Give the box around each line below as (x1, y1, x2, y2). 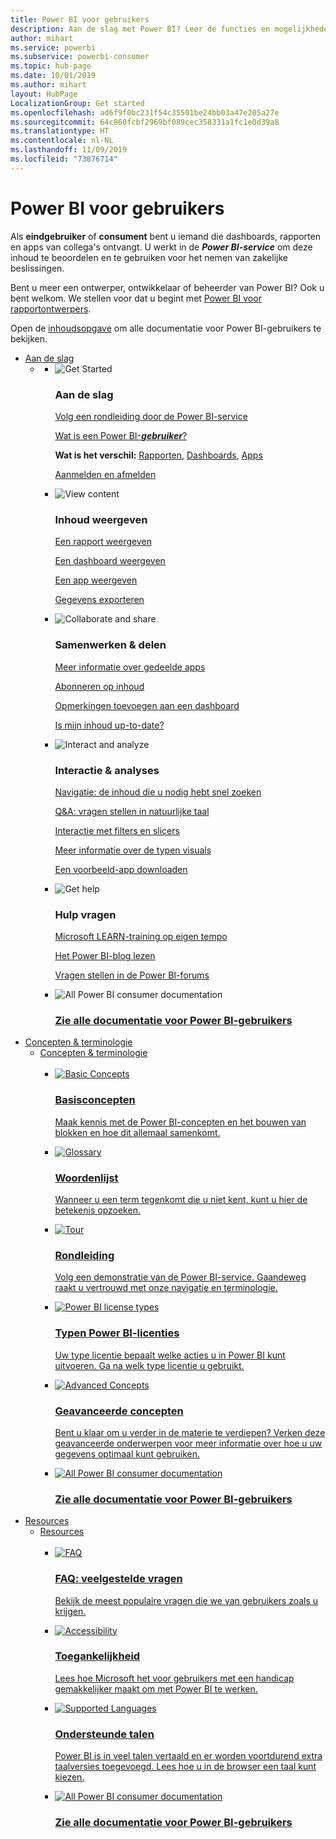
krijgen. (54, 1605, 87, 1617)
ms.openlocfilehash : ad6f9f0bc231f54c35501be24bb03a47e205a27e (10, 107, 280, 118)
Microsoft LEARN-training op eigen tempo (54, 931, 228, 943)
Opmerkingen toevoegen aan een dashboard (54, 699, 240, 711)
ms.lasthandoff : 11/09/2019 (10, 145, 128, 155)
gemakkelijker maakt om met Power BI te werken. (54, 1682, 258, 1695)
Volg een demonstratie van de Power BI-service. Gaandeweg (54, 1271, 307, 1283)
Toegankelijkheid (54, 1649, 141, 1663)
